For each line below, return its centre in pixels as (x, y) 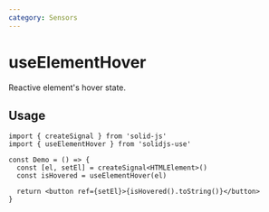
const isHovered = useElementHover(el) (92, 176)
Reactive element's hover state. (67, 88)
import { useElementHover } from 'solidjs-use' (100, 144)
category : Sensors (43, 18)
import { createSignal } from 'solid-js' (88, 136)
